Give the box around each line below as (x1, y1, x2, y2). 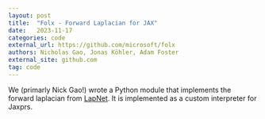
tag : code (8, 63, 41, 71)
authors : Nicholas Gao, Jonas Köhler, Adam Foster (8, 48, 179, 56)
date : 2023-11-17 (8, 26, 73, 34)
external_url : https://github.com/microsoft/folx (8, 41, 176, 49)
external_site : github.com (8, 56, 98, 64)
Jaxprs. (8, 102, 33, 111)
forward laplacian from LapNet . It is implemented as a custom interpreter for (8, 93, 257, 103)
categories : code (8, 33, 66, 42)
